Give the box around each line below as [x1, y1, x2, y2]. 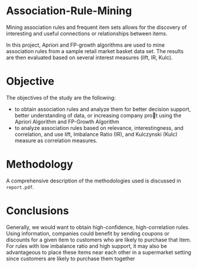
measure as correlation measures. [14, 137, 98, 144]
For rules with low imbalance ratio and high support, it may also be [6, 242, 168, 249]
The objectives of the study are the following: [6, 94, 116, 101]
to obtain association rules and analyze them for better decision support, [14, 105, 191, 113]
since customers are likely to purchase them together [6, 255, 135, 262]
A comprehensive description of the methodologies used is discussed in [6, 177, 181, 184]
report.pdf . [6, 183, 34, 190]
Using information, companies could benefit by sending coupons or [6, 230, 169, 237]
